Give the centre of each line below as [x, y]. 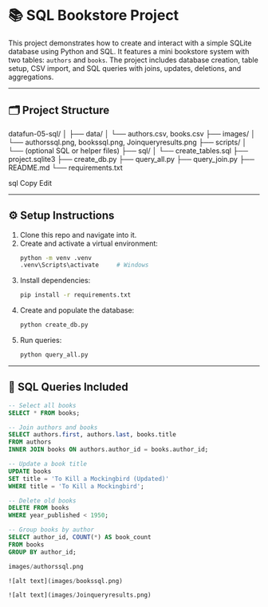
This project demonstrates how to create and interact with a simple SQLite [130, 43]
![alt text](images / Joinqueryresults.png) [80, 595]
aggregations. [31, 77]
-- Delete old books [43, 501]
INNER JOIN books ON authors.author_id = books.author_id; [108, 450]
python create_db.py [54, 325]
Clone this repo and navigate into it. [78, 235]
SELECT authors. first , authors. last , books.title [93, 435]
